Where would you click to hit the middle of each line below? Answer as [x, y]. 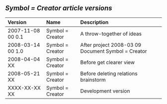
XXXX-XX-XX [24, 88]
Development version [105, 91]
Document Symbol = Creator [114, 51]
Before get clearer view [108, 62]
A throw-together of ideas [111, 33]
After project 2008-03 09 [111, 45]
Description [94, 22]
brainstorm [93, 80]
